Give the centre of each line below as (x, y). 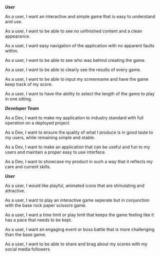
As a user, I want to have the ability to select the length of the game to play (80, 94)
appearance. (18, 36)
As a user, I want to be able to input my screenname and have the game (77, 79)
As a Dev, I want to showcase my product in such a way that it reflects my (79, 162)
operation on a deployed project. (38, 123)
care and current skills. (28, 167)
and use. (14, 22)
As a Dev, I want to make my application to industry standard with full (74, 118)
